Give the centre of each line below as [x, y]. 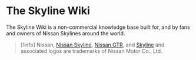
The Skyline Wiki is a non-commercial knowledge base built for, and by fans [98, 27]
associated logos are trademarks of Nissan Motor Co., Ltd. [92, 51]
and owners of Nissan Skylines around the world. [66, 33]
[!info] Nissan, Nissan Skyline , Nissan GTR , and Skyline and [92, 45]
